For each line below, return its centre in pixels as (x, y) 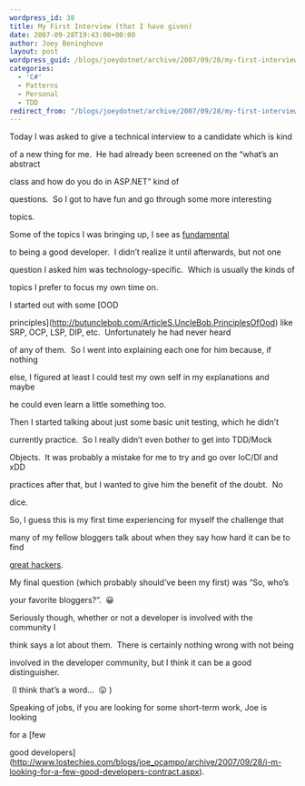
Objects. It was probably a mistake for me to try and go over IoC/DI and (144, 458)
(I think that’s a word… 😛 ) (62, 690)
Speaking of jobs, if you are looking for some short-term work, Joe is (138, 708)
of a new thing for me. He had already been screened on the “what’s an (144, 155)
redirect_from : (38, 111)
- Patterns (38, 86)
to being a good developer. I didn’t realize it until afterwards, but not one (145, 252)
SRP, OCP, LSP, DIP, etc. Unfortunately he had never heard (120, 332)
